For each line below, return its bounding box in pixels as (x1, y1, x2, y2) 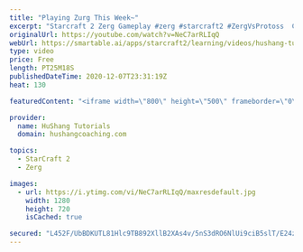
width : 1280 (25, 196, 70, 205)
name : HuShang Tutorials (17, 121, 111, 131)
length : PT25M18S (9, 64, 75, 73)
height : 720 (25, 204, 70, 213)
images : (9, 179, 39, 188)
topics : (9, 146, 39, 155)
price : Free (9, 55, 54, 64)
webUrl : (9, 38, 39, 48)
